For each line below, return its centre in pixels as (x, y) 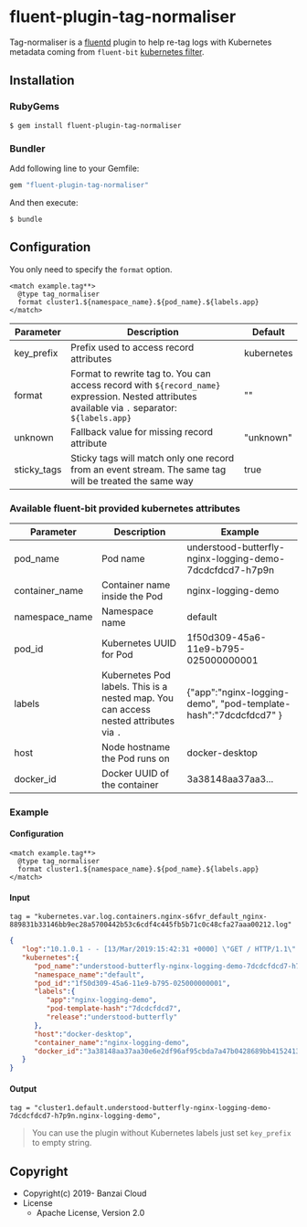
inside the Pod (132, 596)
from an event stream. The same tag (148, 470)
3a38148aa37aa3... (230, 778)
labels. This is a (135, 686)
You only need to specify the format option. (91, 269)
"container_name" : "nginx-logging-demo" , (111, 1042)
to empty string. (62, 1143)
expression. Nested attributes (134, 397)
